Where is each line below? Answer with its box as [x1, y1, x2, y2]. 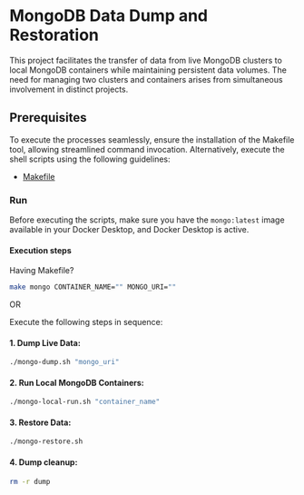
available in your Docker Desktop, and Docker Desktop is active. [9, 224, 250, 235]
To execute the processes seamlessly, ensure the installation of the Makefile [9, 134, 295, 145]
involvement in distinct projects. [9, 84, 129, 94]
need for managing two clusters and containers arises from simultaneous [9, 74, 283, 84]
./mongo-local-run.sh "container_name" [9, 397, 161, 407]
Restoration [9, 25, 100, 45]
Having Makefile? [9, 265, 74, 276]
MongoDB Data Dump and [9, 5, 209, 26]
